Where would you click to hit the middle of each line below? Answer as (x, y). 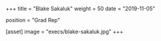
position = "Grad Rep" (33, 20)
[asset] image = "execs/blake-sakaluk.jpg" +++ (65, 31)
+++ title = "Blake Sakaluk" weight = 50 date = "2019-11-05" (80, 9)
